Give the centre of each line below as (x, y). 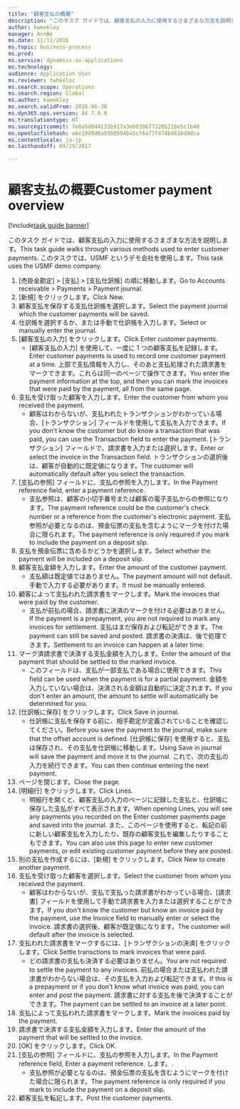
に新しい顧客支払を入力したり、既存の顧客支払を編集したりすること (129, 834)
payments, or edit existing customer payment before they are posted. (131, 851)
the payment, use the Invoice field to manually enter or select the (124, 918)
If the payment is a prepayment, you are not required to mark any (124, 619)
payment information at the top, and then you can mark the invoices (129, 381)
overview (36, 205)
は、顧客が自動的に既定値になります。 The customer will (111, 466)
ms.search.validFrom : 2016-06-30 (58, 107)
